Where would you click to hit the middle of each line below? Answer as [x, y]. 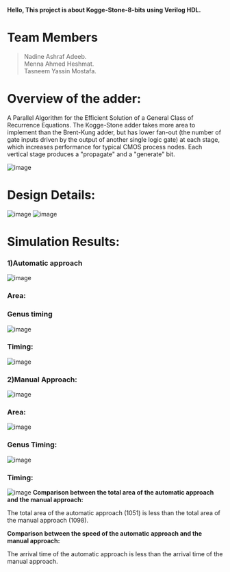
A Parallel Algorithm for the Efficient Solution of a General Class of [100, 117]
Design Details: [51, 195]
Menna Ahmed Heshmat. [59, 64]
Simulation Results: [63, 242]
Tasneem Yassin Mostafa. [60, 71]
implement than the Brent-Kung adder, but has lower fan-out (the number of [114, 132]
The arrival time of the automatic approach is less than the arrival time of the [115, 554]
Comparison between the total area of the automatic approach [124, 492]
